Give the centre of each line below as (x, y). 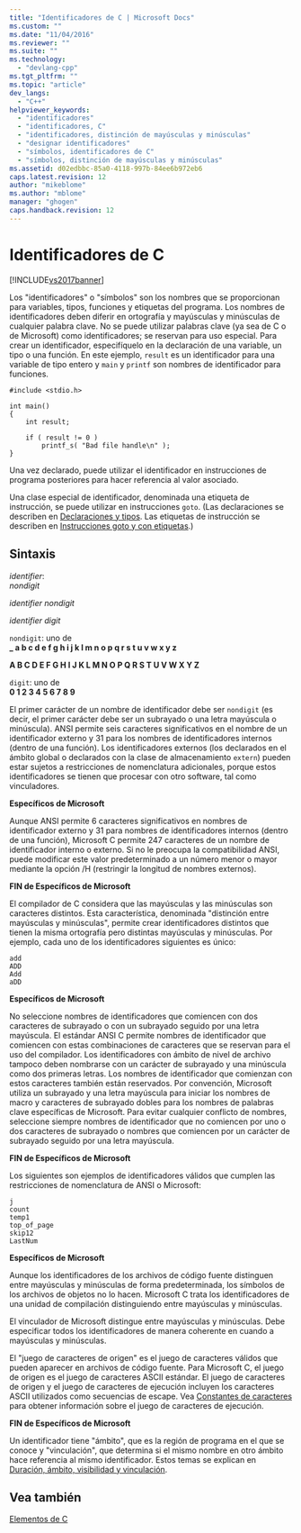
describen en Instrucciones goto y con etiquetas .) (102, 526)
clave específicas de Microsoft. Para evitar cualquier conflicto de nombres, (148, 1111)
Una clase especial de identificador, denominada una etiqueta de (129, 497)
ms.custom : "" (36, 26)
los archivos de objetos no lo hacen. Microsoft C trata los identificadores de (150, 1294)
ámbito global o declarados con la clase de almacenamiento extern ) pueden (150, 757)
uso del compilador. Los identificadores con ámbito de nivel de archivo (140, 1054)
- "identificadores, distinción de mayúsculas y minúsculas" (134, 135)
